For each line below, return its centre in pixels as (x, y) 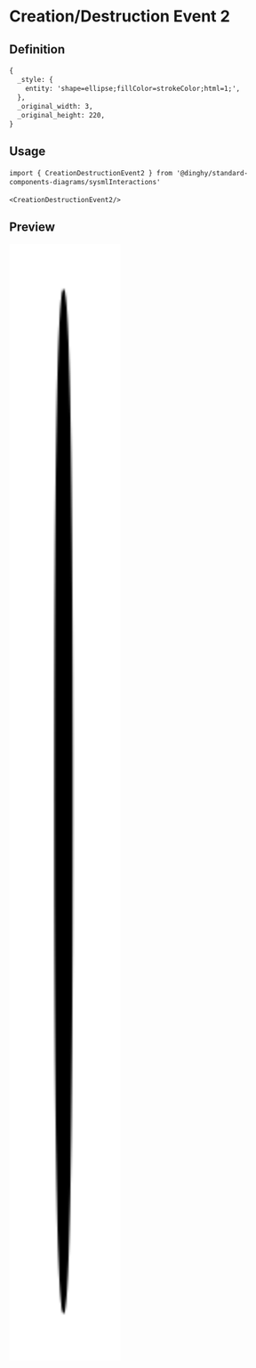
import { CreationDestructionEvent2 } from (91, 173)
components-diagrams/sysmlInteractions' (85, 182)
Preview (32, 228)
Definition (37, 49)
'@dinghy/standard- (212, 173)
